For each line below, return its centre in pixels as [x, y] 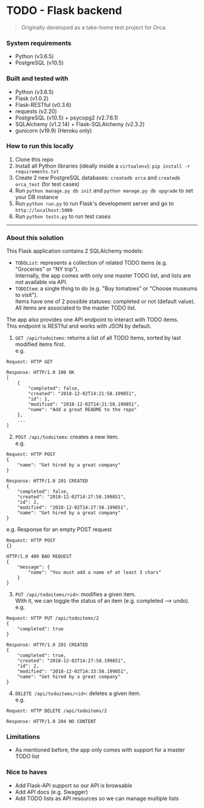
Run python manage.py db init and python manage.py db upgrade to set [104, 190]
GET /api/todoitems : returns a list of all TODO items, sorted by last [98, 338]
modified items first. [40, 344]
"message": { [34, 567]
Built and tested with [37, 78]
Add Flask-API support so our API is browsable [73, 785]
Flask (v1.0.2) [32, 98]
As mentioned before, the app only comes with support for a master [100, 750]
